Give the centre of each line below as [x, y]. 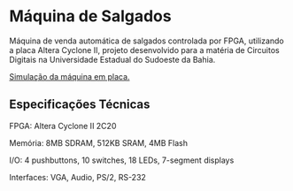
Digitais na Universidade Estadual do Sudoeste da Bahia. [112, 59]
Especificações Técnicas [80, 105]
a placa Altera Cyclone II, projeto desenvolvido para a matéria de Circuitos [145, 50]
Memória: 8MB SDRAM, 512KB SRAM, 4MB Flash [99, 142]
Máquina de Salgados [90, 16]
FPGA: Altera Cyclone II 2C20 [63, 126]
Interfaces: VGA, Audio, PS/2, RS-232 [77, 177]
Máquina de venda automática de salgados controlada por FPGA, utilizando [147, 41]
